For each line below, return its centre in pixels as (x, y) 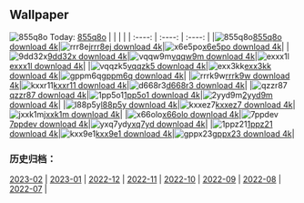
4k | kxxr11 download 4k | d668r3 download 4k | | (131, 85)
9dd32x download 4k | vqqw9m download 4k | (152, 56)
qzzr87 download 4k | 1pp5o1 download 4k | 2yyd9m (141, 95)
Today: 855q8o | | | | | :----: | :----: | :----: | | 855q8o (166, 36)
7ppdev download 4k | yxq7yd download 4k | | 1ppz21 (141, 124)
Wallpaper (40, 15)
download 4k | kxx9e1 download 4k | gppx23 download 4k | (152, 133)
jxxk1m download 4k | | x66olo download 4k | (143, 114)
